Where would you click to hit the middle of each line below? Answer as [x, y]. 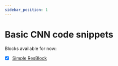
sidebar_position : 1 [26, 10]
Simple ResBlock [29, 58]
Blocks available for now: [31, 48]
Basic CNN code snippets [59, 34]
